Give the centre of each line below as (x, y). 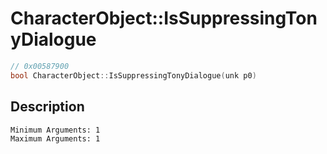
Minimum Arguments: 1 (55, 130)
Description (47, 107)
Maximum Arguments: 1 (55, 138)
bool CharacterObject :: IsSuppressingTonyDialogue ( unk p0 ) (133, 75)
